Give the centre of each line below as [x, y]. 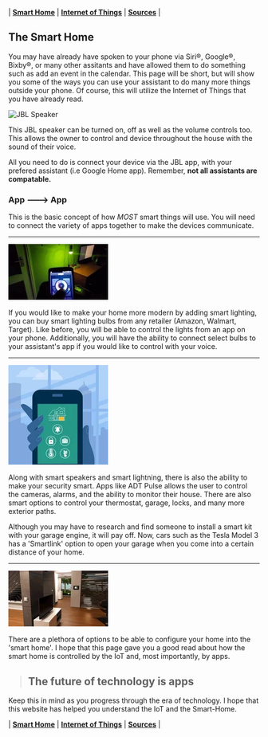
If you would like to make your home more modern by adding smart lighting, [133, 313]
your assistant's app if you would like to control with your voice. [113, 347]
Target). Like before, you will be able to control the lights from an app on [127, 330]
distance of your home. [47, 552]
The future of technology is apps [110, 681]
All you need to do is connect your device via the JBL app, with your [120, 162]
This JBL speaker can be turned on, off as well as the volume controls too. [130, 129]
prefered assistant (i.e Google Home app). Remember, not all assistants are [133, 171]
